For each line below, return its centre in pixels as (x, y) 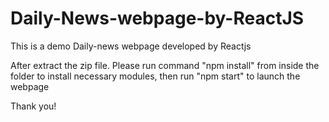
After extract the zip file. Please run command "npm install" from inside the (165, 65)
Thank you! (33, 106)
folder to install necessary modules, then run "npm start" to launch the (155, 76)
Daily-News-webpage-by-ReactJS (157, 18)
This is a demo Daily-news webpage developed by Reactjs (131, 46)
